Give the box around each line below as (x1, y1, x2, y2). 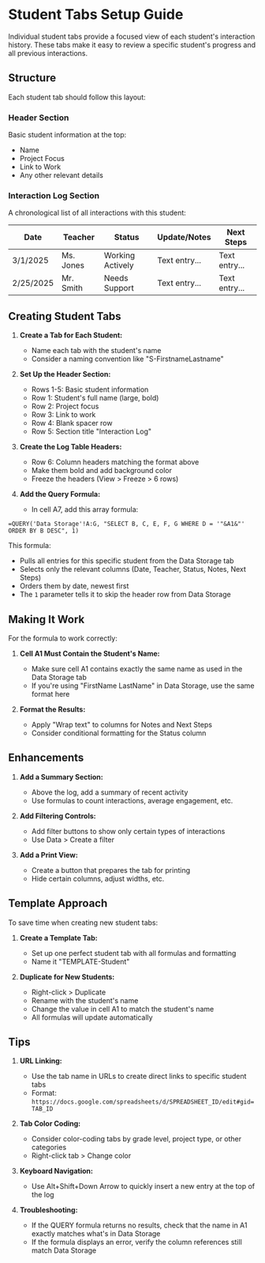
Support (103, 283, 134, 294)
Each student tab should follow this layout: (8, 92, 146, 102)
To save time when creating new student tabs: (8, 918, 159, 927)
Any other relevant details (19, 171, 104, 180)
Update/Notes (157, 231, 211, 242)
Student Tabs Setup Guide (8, 6, 184, 24)
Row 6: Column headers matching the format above (31, 457, 200, 467)
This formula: (8, 541, 51, 551)
